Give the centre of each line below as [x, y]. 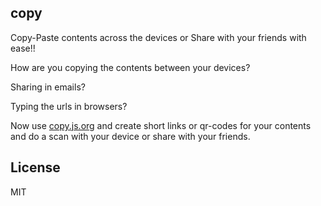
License [35, 167]
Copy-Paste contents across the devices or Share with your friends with [158, 37]
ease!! [23, 48]
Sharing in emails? [48, 87]
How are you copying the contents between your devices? [130, 67]
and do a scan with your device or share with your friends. [130, 136]
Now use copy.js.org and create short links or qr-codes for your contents [161, 125]
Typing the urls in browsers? [69, 106]
